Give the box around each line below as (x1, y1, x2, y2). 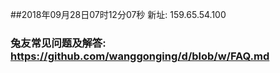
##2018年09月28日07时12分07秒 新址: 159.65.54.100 (10, 9, 227, 20)
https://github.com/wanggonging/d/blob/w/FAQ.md (10, 49, 270, 63)
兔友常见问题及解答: (10, 36, 107, 50)
